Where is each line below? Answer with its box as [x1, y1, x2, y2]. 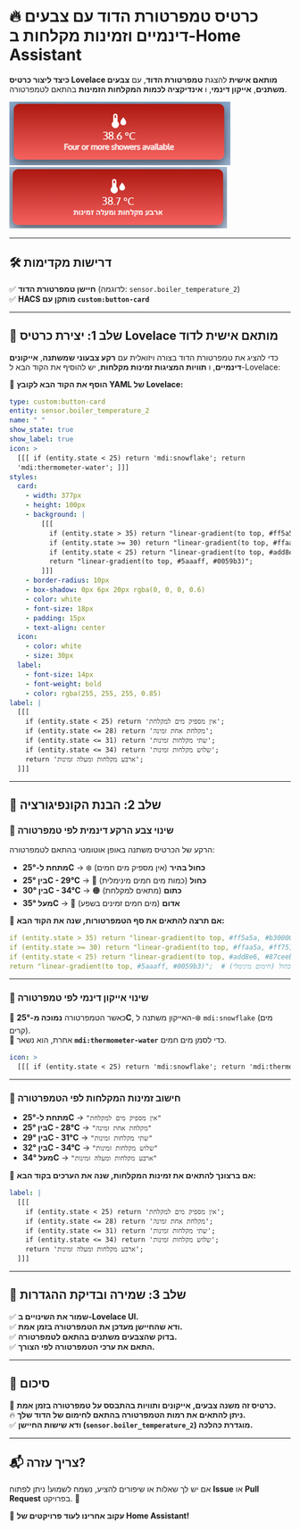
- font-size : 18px [25, 604, 94, 613]
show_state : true [9, 426, 74, 435]
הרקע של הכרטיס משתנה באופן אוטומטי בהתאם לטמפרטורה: [9, 844, 215, 855]
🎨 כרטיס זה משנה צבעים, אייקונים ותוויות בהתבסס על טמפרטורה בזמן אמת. [9, 1400, 277, 1410]
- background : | [25, 511, 87, 520]
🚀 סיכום [9, 1376, 51, 1392]
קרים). [9, 1025, 31, 1036]
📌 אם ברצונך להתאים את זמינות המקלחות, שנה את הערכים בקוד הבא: [9, 1170, 256, 1181]
